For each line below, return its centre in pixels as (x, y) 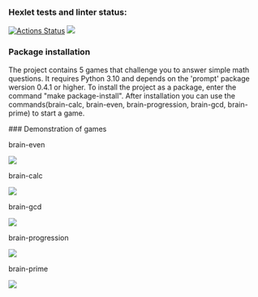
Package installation (49, 52)
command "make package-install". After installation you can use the (122, 95)
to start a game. (58, 113)
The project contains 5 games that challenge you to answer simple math (129, 70)
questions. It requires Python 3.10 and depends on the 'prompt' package (129, 78)
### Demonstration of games (58, 129)
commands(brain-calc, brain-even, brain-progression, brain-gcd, (117, 104)
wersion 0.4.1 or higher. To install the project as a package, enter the (123, 87)
